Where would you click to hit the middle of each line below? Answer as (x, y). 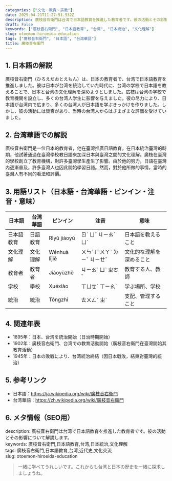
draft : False (19, 24)
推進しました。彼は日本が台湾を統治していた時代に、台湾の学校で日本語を (84, 85)
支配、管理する (143, 296)
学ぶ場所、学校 (143, 287)
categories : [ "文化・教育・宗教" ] (39, 10)
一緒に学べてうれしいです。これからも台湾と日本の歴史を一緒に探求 (89, 467)
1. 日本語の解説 (29, 65)
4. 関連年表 (23, 324)
